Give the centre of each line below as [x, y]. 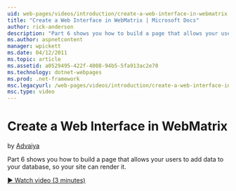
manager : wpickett [34, 46]
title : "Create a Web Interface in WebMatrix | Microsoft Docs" [103, 20]
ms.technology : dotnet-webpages [54, 72]
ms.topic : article [34, 59]
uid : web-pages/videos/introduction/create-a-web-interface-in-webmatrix [118, 14]
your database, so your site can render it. [67, 167]
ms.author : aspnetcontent [45, 40]
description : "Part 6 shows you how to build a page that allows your [113, 33]
